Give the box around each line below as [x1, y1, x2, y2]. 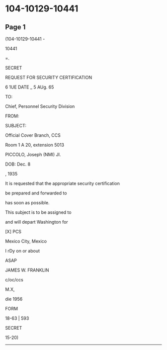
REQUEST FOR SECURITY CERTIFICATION [5, 75, 92, 80]
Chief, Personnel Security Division [5, 103, 75, 109]
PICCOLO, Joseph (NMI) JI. [5, 152, 61, 157]
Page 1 [5, 23, 26, 31]
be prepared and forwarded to [5, 190, 67, 196]
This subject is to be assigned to [5, 209, 72, 215]
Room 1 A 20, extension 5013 [5, 142, 65, 148]
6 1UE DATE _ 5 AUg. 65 [5, 84, 54, 90]
